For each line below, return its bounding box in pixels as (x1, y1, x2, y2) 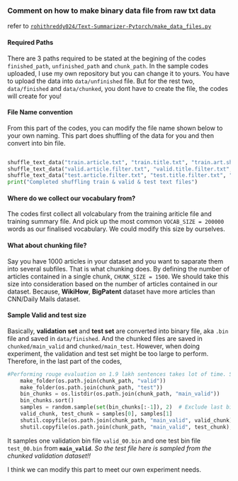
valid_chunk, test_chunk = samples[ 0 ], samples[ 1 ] (20, 411, 173, 418)
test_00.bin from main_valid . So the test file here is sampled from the (7, 443, 212, 453)
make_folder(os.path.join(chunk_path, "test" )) (20, 384, 163, 391)
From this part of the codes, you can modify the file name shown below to (7, 124, 223, 132)
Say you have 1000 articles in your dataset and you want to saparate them (7, 256, 224, 265)
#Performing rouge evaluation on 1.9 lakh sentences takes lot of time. (7, 370, 227, 378)
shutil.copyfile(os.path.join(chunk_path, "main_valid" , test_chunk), (20, 423, 233, 431)
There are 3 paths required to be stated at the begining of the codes (7, 54, 207, 63)
